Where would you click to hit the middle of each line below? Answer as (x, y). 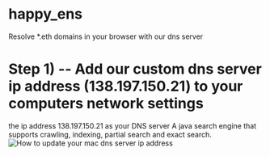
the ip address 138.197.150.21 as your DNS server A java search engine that (133, 125)
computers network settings (106, 104)
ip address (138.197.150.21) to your (126, 86)
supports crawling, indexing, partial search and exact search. (110, 134)
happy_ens (46, 14)
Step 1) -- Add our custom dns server (135, 69)
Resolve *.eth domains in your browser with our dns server (106, 36)
